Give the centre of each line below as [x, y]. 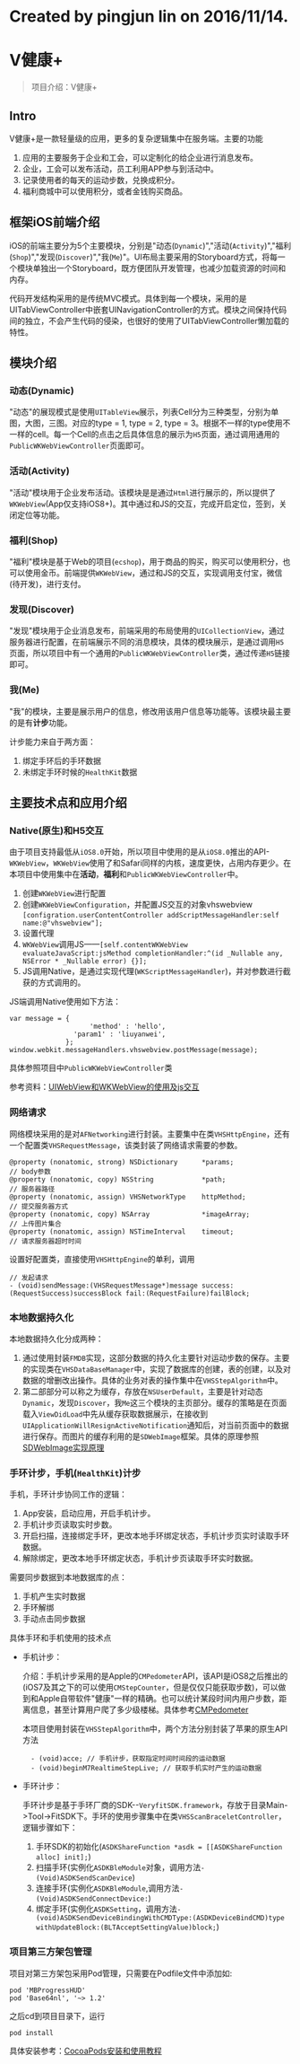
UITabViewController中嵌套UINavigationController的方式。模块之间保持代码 [148, 309]
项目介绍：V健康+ [64, 87]
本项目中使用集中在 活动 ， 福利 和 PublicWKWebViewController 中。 [126, 874]
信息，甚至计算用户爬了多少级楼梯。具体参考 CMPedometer [139, 1710]
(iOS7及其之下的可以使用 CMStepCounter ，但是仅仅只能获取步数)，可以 [150, 1687]
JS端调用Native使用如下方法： [65, 1002]
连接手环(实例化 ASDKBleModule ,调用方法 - [109, 1888]
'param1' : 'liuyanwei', [120, 1034]
